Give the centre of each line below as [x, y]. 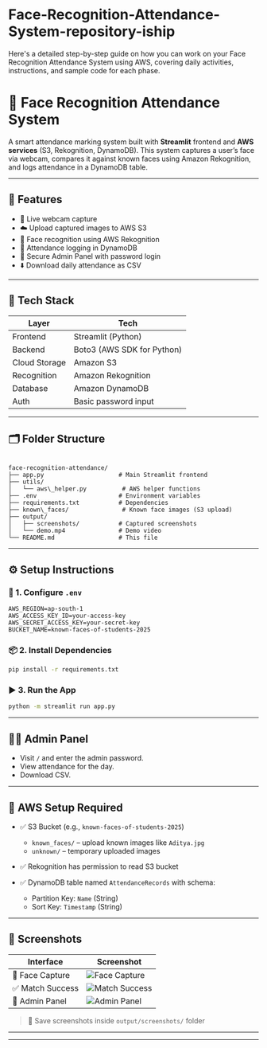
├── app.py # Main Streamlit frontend [108, 475]
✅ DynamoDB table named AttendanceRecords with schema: [118, 882]
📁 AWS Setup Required [66, 807]
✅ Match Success [46, 987]
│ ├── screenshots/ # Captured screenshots [103, 524]
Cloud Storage [39, 362]
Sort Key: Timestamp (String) [77, 906]
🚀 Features [35, 199]
